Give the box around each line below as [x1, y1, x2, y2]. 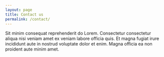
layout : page [5, 7, 32, 12]
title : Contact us [5, 12, 43, 17]
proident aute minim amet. [5, 46, 59, 52]
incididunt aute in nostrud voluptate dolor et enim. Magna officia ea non [5, 41, 152, 47]
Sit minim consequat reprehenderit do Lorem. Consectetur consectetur [5, 30, 151, 36]
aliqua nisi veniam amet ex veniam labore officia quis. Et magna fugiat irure [5, 35, 159, 41]
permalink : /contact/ [5, 16, 50, 21]
